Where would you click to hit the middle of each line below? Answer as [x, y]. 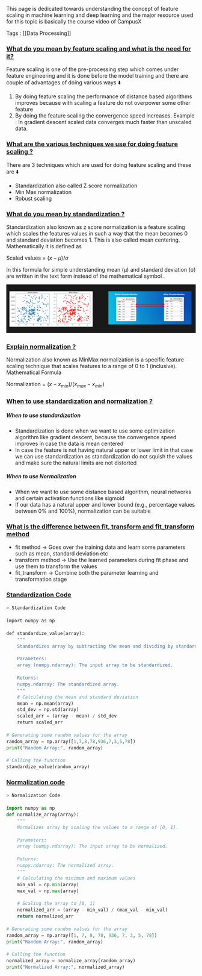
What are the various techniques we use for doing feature [92, 144]
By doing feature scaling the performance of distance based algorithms [103, 96]
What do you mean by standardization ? [66, 214]
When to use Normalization [41, 477]
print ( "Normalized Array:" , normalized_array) [66, 967]
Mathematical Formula [34, 372]
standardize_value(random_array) [48, 767]
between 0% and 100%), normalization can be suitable [83, 511]
